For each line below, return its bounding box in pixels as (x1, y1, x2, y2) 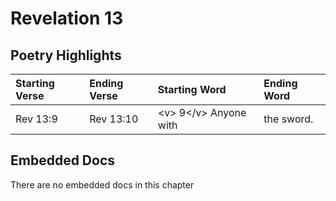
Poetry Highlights (10, 47, 122, 64)
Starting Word (157, 83, 227, 96)
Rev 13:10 (89, 112, 139, 126)
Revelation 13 (10, 7, 124, 30)
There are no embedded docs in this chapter (10, 178, 195, 191)
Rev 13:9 (15, 112, 58, 126)
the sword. (263, 112, 314, 126)
